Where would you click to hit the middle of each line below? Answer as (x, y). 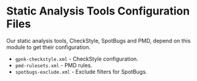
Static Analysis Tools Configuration (98, 11)
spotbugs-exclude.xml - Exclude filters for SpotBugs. (81, 71)
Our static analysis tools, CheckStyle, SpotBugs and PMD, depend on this (99, 40)
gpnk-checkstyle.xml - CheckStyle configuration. (77, 59)
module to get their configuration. (48, 47)
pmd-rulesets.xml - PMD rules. (54, 65)
